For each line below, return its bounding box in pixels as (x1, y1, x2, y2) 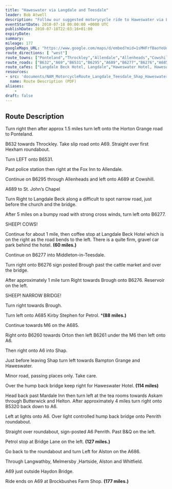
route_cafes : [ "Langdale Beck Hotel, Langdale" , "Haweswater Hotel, (5, 64, 153, 70)
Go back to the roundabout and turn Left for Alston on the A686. (5, 449, 141, 455)
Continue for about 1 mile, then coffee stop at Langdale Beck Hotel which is (5, 231, 164, 237)
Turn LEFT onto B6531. (5, 157, 54, 163)
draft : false (5, 93, 33, 98)
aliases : (5, 83, 24, 88)
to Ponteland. (5, 131, 34, 137)
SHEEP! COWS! (5, 221, 38, 228)
